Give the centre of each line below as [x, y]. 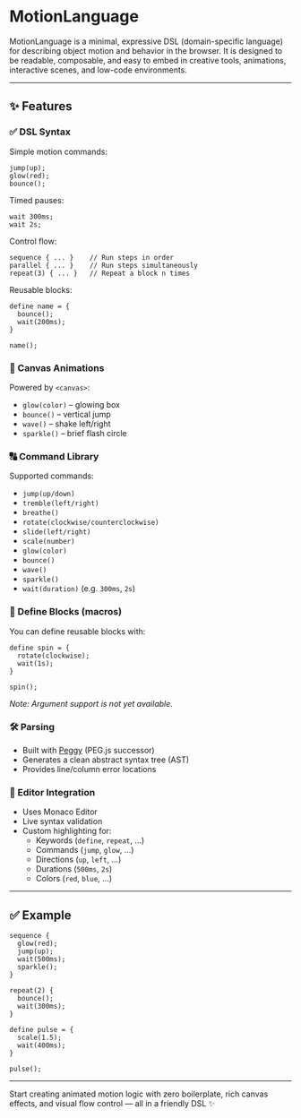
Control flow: [33, 241]
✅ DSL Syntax [40, 132]
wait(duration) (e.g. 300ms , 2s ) [79, 589]
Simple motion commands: [58, 151]
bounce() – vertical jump [66, 414]
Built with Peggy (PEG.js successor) [88, 750]
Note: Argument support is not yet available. [91, 703]
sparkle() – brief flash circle [74, 433]
